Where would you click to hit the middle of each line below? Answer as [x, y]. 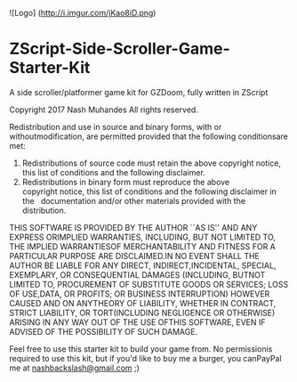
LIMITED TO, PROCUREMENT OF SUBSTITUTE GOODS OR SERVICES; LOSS [149, 284]
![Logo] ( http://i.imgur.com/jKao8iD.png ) [83, 13]
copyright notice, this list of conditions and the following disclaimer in [149, 191]
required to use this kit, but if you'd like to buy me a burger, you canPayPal [145, 358]
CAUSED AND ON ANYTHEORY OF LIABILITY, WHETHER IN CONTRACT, [143, 303]
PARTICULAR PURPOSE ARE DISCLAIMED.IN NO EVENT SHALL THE [135, 256]
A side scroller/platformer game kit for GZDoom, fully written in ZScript [139, 92]
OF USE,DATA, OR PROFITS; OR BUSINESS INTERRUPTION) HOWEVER [140, 294]
